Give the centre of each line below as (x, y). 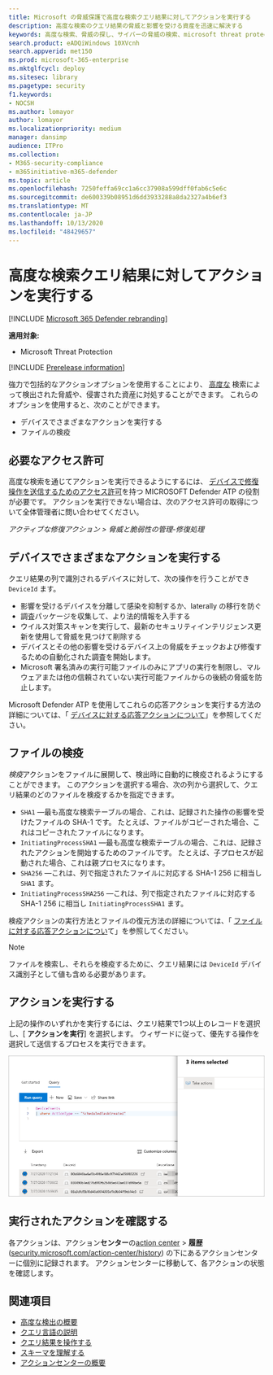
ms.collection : (34, 155)
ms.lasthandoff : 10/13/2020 (56, 223)
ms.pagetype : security (47, 85)
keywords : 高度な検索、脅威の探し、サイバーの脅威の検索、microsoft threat (125, 34)
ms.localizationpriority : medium (65, 129)
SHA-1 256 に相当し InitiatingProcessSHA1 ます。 (104, 903)
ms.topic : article (39, 180)
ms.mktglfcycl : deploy (47, 69)
